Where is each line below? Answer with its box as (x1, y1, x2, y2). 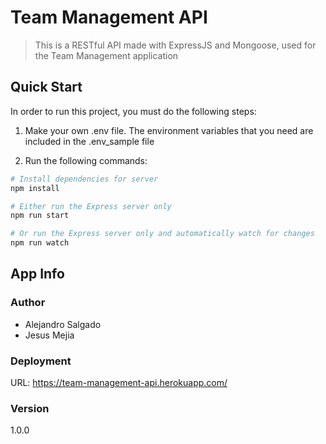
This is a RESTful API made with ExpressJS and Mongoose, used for (34, 39, 317, 51)
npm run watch (10, 238, 70, 248)
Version (10, 401, 50, 415)
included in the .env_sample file (24, 135, 155, 147)
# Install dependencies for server (10, 174, 159, 184)
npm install (10, 183, 60, 193)
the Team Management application (34, 49, 179, 61)
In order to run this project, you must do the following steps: (10, 105, 257, 117)
